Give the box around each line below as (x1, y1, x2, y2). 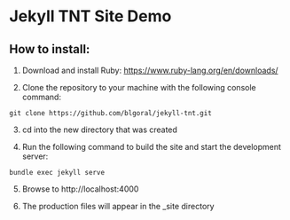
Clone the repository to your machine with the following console (21, 82, 256, 92)
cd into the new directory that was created (21, 124, 177, 135)
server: (21, 151, 49, 161)
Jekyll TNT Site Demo (9, 6, 172, 27)
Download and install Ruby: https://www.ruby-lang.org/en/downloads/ (21, 65, 278, 75)
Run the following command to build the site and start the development (21, 142, 282, 152)
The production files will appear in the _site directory (21, 201, 215, 211)
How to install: (9, 42, 90, 57)
